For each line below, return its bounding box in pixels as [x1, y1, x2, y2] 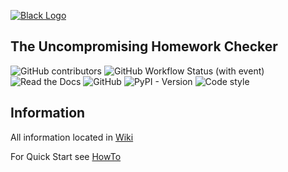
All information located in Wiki [10, 131, 134, 143]
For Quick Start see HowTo [10, 150, 122, 162]
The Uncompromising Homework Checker [10, 38, 278, 55]
